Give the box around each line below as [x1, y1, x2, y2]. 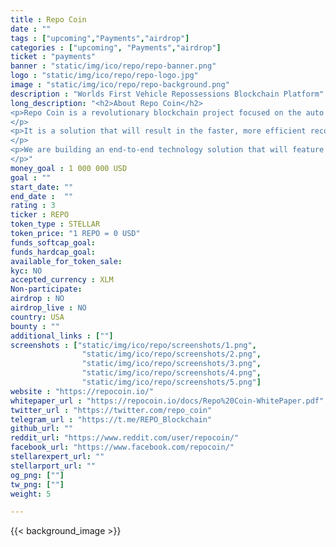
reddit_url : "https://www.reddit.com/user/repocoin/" [10, 433, 240, 443]
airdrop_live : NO [10, 303, 87, 313]
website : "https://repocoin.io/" [10, 386, 155, 396]
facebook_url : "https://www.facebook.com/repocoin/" [10, 442, 235, 453]
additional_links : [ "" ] [10, 331, 114, 341]
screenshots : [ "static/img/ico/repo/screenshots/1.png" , [10, 340, 257, 350]
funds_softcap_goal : [10, 237, 97, 248]
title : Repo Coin [10, 14, 87, 25]
